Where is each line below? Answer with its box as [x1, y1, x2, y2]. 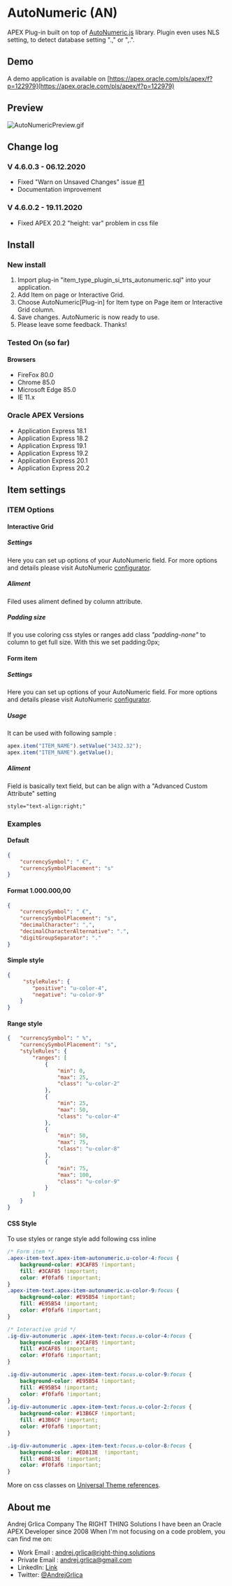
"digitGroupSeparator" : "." [20, 934, 101, 941]
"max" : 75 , [57, 1139, 89, 1146]
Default [7, 836, 29, 845]
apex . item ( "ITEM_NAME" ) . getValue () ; [7, 749, 114, 756]
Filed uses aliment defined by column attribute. [7, 597, 143, 605]
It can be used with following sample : [7, 729, 117, 737]
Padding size [7, 613, 46, 622]
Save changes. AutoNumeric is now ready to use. [17, 313, 160, 321]
